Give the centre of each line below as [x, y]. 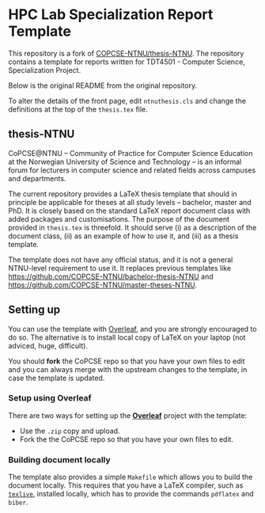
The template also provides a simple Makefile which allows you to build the [131, 477]
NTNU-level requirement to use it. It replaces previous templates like [120, 268]
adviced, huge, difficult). [48, 345]
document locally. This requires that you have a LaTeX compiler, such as [126, 485]
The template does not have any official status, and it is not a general [121, 260]
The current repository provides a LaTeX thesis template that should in [123, 194]
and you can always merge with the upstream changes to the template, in [128, 369]
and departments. [37, 178]
